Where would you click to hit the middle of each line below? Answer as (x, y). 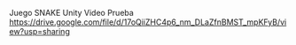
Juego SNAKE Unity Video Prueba (72, 13)
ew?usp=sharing (40, 31)
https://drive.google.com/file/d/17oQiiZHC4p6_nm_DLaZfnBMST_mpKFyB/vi (148, 22)
